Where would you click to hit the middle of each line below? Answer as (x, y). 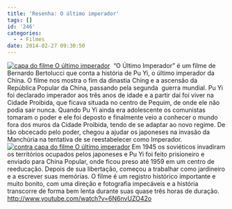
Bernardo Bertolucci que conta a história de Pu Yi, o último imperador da (111, 73)
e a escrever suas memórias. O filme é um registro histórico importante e (111, 176)
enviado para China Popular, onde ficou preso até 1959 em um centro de (111, 161)
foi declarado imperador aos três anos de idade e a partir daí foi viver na (110, 95)
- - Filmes (29, 40)
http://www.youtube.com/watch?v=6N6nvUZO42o (80, 198)
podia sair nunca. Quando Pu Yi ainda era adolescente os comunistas (107, 110)
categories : (24, 33)
